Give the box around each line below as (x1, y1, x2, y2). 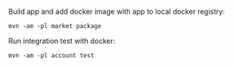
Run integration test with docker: (8, 36, 116, 45)
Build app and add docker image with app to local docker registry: (8, 7, 225, 16)
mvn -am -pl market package (8, 22, 102, 30)
